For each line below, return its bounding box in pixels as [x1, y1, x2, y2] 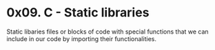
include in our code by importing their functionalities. [6, 34, 156, 42]
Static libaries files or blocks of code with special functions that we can [6, 27, 209, 36]
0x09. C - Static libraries [6, 5, 150, 21]
